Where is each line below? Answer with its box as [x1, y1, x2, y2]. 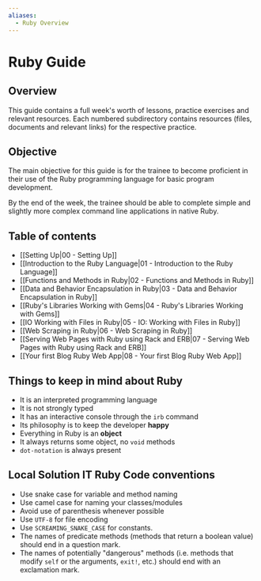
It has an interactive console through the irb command [19, 412, 199, 421]
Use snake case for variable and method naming [19, 489, 178, 499]
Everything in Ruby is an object [19, 428, 123, 438]
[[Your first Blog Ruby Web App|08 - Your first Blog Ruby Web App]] [19, 351, 242, 360]
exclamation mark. [19, 564, 81, 574]
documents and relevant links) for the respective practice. [8, 122, 197, 131]
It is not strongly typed [19, 403, 93, 413]
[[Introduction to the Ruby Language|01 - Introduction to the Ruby [19, 258, 233, 269]
